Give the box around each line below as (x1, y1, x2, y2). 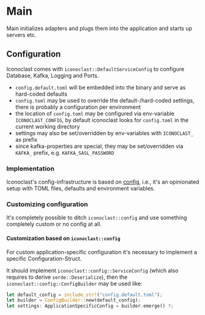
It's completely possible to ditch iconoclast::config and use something (6, 214, 187, 222)
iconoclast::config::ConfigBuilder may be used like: (6, 279, 143, 287)
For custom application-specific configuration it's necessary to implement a (6, 248, 198, 255)
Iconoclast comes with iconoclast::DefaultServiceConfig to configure (6, 65, 185, 72)
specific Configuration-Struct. (6, 255, 82, 262)
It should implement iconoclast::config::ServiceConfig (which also (6, 266, 179, 274)
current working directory (15, 123, 80, 130)
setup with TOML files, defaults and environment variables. (6, 185, 155, 192)
